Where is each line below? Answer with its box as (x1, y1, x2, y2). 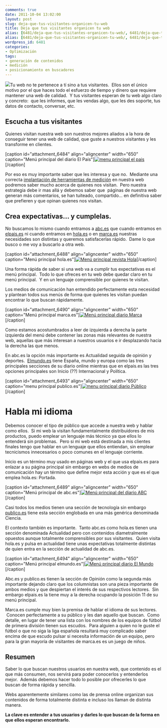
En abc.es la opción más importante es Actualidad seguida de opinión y (5, 352, 152, 358)
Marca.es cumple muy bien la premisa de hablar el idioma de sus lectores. (5, 606, 157, 612)
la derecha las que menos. (5, 343, 60, 349)
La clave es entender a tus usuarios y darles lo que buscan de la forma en (5, 712, 160, 718)
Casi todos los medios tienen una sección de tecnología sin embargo (5, 504, 147, 510)
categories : (5, 44, 30, 49)
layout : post (5, 16, 32, 21)
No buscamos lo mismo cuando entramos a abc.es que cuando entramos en (5, 225, 162, 231)
